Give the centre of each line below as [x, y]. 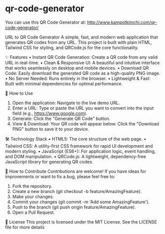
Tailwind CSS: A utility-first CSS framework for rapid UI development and [79, 146]
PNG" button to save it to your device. [51, 129]
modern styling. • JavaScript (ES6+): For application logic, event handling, [81, 151]
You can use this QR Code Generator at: [46, 22]
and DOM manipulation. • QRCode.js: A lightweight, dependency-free [76, 156]
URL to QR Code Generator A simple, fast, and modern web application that [82, 37]
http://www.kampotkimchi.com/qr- [122, 22]
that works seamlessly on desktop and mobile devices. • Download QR [77, 68]
